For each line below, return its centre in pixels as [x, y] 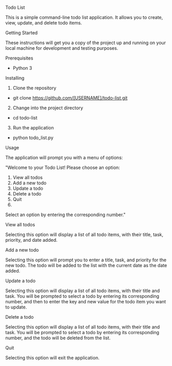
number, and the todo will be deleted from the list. [58, 338]
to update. [16, 307]
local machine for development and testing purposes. [62, 48]
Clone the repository [34, 88]
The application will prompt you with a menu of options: [64, 158]
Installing [15, 78]
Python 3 [22, 68]
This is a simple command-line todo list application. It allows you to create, [84, 17]
